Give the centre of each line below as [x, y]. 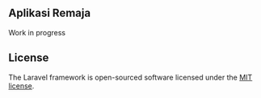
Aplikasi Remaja [50, 13]
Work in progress [37, 32]
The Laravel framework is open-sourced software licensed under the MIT [130, 77]
